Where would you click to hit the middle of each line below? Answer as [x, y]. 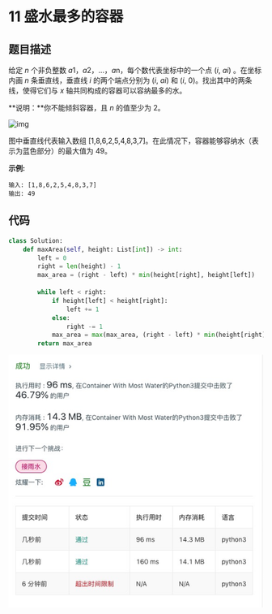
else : [61, 318]
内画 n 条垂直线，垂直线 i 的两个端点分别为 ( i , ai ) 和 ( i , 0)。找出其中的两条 [130, 80]
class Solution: [36, 240]
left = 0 [52, 258]
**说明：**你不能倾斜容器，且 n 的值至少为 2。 [87, 108]
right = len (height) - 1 [79, 266]
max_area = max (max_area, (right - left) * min [134, 335]
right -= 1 [85, 326]
